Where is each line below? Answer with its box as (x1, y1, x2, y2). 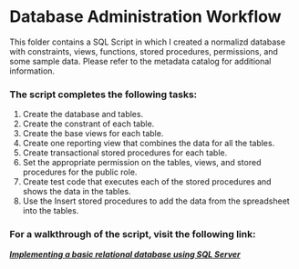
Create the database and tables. (22, 109, 144, 120)
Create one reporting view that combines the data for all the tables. (22, 138, 275, 149)
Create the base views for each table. (22, 128, 164, 139)
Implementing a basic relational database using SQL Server (9, 248, 242, 260)
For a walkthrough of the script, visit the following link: (9, 228, 256, 241)
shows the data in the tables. (22, 186, 131, 197)
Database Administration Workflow (9, 6, 282, 27)
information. (9, 65, 56, 76)
